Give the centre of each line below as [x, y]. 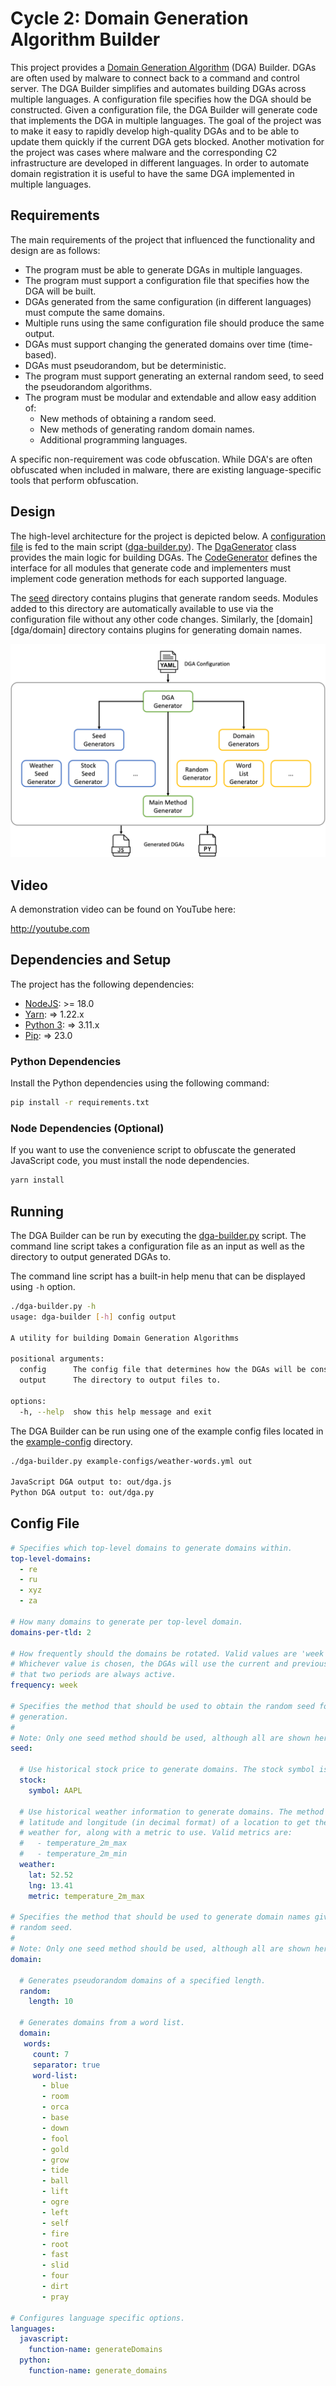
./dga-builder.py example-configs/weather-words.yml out [131, 1461]
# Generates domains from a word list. [102, 2023]
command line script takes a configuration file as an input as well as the [157, 1246]
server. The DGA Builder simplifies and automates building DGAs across [158, 88]
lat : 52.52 [51, 1875]
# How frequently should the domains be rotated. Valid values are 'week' [169, 1653]
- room [55, 2097]
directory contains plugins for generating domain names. [185, 629]
